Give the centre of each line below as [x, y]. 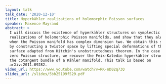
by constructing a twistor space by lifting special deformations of [83, 46]
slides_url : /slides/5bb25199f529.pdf [45, 74]
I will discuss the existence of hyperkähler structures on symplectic [85, 33]
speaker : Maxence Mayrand [32, 23]
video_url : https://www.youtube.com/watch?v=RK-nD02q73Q [65, 70]
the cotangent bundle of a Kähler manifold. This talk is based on [81, 60]
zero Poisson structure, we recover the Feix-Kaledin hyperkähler [79, 56]
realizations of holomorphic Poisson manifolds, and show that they [82, 38]
